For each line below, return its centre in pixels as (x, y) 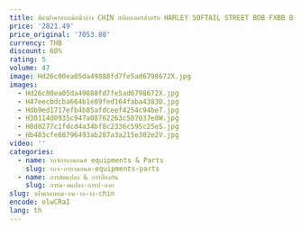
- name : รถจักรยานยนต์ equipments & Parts (91, 160)
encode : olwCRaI (40, 202)
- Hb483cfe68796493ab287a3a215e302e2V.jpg (98, 135)
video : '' (28, 143)
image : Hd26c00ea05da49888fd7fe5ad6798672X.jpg (101, 77)
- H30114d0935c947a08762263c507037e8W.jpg (98, 118)
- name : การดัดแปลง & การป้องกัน (68, 177)
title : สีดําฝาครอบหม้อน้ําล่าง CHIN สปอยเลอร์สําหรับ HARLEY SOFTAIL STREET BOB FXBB (147, 18)
